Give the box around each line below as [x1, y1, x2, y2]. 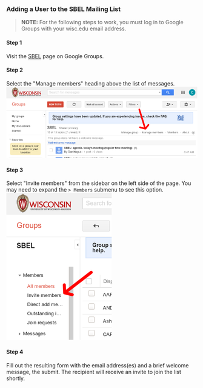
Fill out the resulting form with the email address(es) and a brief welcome [6, 361, 189, 369]
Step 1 [6, 39, 22, 46]
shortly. [6, 375, 25, 382]
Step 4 [6, 348, 24, 355]
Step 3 [6, 166, 23, 173]
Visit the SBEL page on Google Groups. [6, 52, 104, 59]
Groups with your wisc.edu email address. [21, 25, 127, 32]
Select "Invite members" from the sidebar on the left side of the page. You [6, 179, 191, 187]
